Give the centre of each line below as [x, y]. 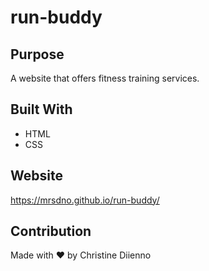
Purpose [37, 54]
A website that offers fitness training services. [105, 78]
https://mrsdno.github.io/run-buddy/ [85, 200]
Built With [41, 109]
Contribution [51, 231]
